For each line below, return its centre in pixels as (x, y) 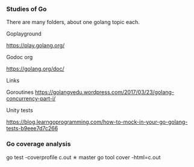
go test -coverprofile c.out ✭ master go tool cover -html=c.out (83, 157)
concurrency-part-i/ (31, 99)
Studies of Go (27, 9)
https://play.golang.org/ (36, 46)
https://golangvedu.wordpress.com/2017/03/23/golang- (105, 92)
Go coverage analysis (39, 144)
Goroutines (20, 92)
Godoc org (20, 57)
